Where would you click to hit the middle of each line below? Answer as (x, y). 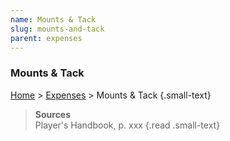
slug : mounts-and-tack (57, 29)
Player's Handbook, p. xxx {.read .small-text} (127, 125)
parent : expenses (46, 38)
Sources (53, 114)
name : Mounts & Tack (53, 19)
